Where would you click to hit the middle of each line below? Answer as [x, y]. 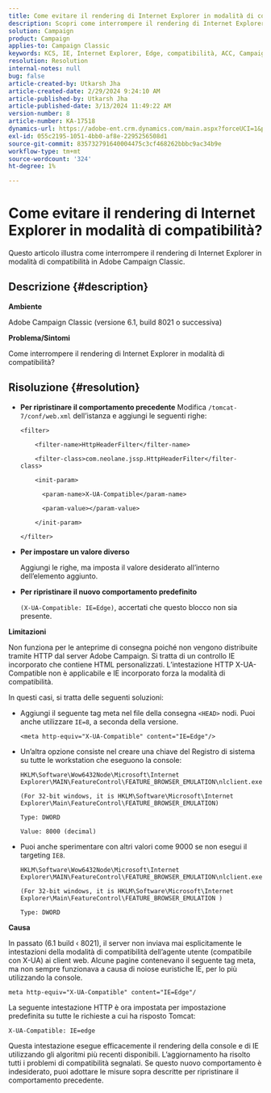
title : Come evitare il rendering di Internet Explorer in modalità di [131, 16]
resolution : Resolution [48, 61]
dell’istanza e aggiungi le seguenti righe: [140, 415]
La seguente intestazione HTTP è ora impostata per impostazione [117, 1007]
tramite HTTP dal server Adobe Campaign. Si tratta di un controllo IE [122, 655]
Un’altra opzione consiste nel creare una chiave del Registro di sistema [138, 751]
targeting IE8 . [43, 855]
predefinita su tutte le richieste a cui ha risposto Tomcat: [102, 1015]
